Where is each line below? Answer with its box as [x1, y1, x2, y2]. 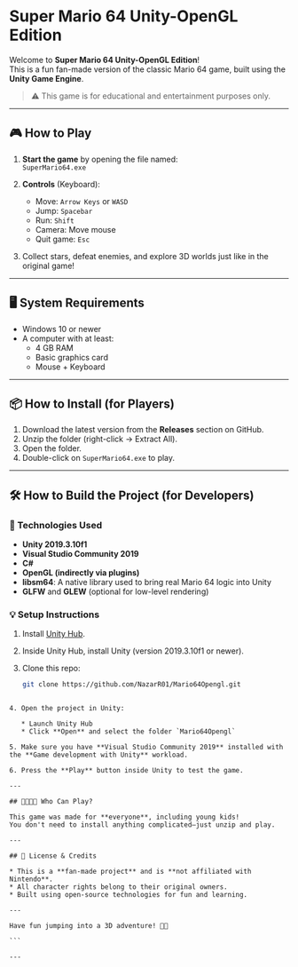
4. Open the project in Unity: [9, 704, 125, 713]
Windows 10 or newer [21, 323, 102, 334]
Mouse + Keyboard [35, 361, 106, 372]
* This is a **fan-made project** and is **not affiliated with [9, 868, 252, 876]
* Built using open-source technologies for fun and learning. [9, 891, 248, 900]
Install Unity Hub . [21, 629, 86, 639]
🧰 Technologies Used [9, 519, 103, 531]
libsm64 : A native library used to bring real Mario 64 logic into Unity [21, 577, 272, 588]
